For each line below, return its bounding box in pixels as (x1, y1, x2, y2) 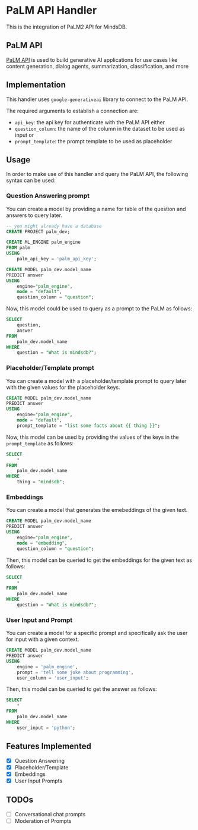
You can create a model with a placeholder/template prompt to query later (6, 377, 187, 384)
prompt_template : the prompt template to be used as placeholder (14, 137, 173, 144)
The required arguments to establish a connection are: (6, 107, 139, 114)
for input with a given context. (6, 636, 79, 643)
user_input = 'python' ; (17, 725, 76, 731)
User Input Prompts (14, 777, 63, 784)
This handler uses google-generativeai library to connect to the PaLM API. (6, 96, 189, 103)
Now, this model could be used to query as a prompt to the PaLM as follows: (6, 305, 193, 312)
